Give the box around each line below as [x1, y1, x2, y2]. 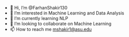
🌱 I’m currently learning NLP [10, 15, 69, 21]
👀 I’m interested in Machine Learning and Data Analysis [10, 10, 124, 16]
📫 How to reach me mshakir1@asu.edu [10, 26, 92, 32]
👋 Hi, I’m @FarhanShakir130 [10, 5, 68, 10]
